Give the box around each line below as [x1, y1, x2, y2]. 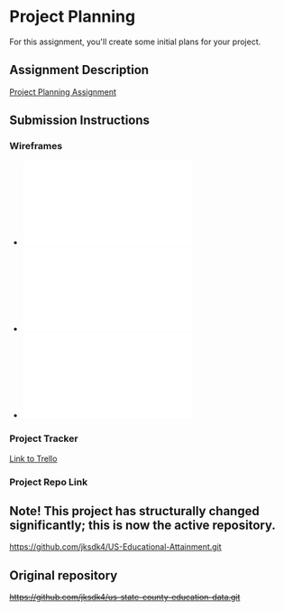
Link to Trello [9, 453, 58, 464]
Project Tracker [9, 432, 78, 445]
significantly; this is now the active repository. [9, 518, 277, 533]
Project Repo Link [9, 475, 88, 488]
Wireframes [9, 140, 63, 153]
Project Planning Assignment [9, 86, 117, 97]
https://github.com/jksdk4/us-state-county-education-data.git [9, 592, 241, 603]
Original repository [9, 568, 118, 583]
